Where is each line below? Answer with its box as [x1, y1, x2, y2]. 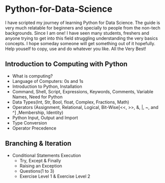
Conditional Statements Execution [12, 152, 81, 158]
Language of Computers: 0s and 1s [12, 78, 84, 84]
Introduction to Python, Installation [12, 83, 82, 89]
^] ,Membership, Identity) [12, 109, 64, 115]
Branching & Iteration [5, 139, 71, 148]
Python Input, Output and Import [12, 114, 78, 121]
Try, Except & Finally [19, 157, 62, 163]
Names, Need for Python [12, 94, 63, 100]
